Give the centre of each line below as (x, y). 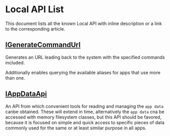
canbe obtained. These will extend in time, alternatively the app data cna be (85, 112)
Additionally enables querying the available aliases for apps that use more (83, 72)
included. (15, 63)
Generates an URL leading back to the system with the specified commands (85, 57)
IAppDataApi (26, 94)
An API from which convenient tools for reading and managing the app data (84, 106)
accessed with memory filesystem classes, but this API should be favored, (83, 117)
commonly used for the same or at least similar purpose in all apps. (76, 128)
